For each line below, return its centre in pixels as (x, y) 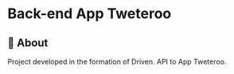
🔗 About (28, 43)
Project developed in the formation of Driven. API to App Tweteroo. (117, 61)
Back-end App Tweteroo (90, 14)
